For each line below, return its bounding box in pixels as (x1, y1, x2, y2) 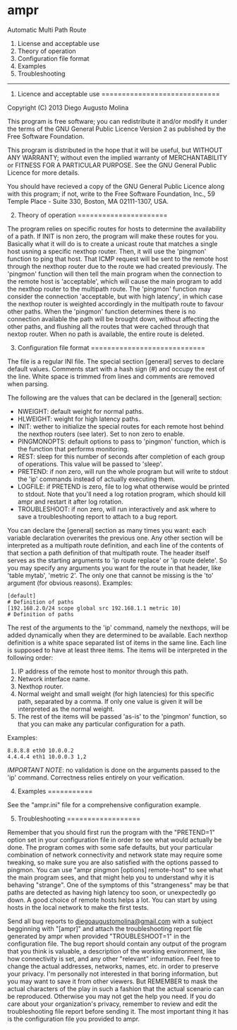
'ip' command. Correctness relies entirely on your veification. (7, 773, 185, 782)
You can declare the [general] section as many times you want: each (7, 526, 207, 534)
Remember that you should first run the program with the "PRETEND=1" (7, 828, 215, 836)
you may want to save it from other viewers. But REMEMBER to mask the (7, 977, 218, 985)
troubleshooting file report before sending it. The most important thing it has (7, 1007, 229, 1015)
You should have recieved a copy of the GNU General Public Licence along (7, 182, 225, 190)
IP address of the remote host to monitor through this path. (17, 667, 189, 676)
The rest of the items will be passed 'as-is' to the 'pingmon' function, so (17, 712, 227, 720)
